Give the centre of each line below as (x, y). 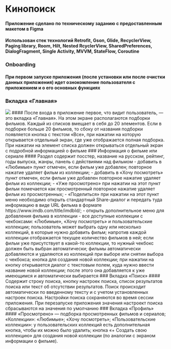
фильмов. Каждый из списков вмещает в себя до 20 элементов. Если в (83, 124)
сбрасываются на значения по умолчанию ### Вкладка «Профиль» (80, 309)
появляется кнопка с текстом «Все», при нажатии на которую (73, 135)
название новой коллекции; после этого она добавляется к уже (75, 270)
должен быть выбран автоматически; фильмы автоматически (73, 249)
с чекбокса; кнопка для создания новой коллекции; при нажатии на (80, 259)
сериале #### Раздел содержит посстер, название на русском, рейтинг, (85, 156)
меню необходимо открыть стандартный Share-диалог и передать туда (84, 200)
